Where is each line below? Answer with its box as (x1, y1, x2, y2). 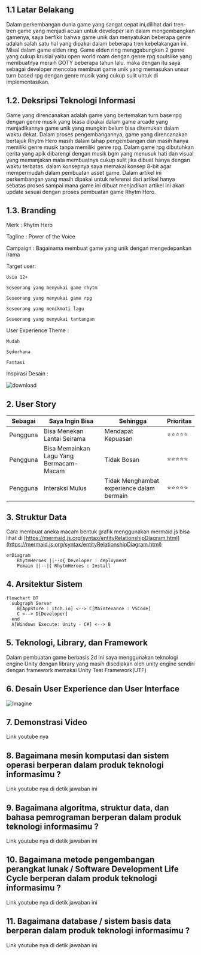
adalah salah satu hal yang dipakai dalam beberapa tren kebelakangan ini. (6, 40, 188, 47)
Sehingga (118, 417, 147, 425)
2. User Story (6, 399, 57, 409)
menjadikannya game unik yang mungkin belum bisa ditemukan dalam (6, 124, 179, 132)
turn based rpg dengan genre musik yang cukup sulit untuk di (6, 71, 159, 79)
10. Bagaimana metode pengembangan (6, 855, 155, 865)
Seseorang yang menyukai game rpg (6, 296, 93, 302)
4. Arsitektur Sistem (6, 579, 83, 589)
